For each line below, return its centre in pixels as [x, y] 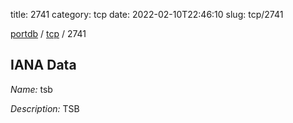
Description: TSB [45, 108]
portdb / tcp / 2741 [48, 33]
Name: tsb [31, 89]
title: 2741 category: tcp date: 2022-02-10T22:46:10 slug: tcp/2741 [147, 14]
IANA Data [43, 65]
